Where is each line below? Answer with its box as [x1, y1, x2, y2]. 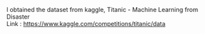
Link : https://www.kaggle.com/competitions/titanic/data [6, 20, 166, 27]
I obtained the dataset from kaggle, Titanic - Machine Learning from [6, 6, 198, 13]
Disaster [6, 13, 30, 21]
